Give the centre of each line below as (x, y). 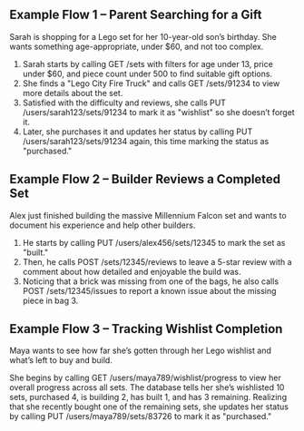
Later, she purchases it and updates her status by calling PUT (137, 132)
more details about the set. (73, 93)
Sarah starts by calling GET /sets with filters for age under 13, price (148, 64)
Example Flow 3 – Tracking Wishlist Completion (146, 329)
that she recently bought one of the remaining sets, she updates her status (149, 407)
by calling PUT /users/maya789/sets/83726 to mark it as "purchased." (141, 416)
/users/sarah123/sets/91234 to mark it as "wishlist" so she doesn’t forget (158, 112)
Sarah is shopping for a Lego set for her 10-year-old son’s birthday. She (143, 36)
